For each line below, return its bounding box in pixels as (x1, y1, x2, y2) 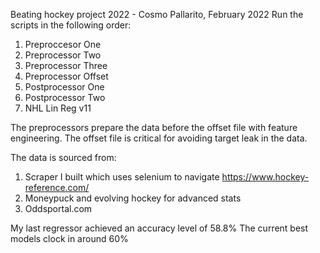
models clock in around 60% (10, 233, 129, 244)
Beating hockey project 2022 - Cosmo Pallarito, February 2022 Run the (10, 9, 304, 20)
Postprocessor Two (24, 92, 106, 103)
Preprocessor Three (24, 60, 108, 71)
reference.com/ (24, 182, 90, 193)
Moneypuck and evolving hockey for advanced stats (24, 192, 242, 204)
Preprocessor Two (24, 49, 102, 61)
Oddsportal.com (24, 203, 93, 214)
